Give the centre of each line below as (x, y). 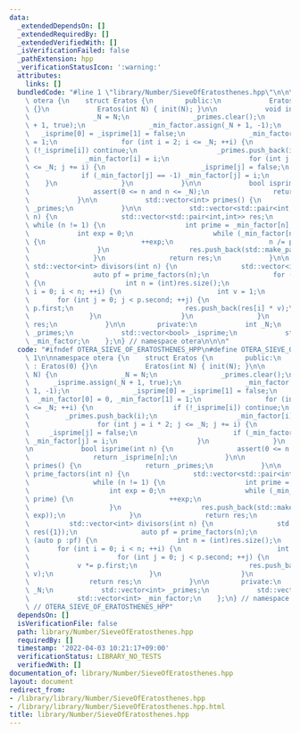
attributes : (40, 76)
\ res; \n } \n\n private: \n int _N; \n (153, 325)
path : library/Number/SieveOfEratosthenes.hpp (105, 632)
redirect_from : (37, 690)
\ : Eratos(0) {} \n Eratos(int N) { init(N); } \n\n (146, 366)
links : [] (44, 84)
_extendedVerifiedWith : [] (67, 42)
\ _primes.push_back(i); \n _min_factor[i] (159, 416)
